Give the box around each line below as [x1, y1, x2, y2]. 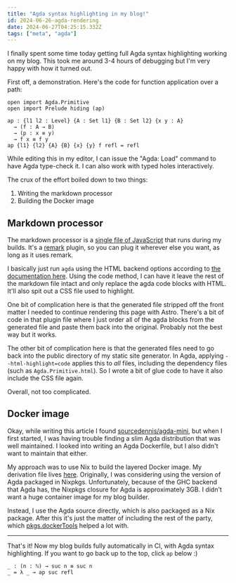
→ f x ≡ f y [13, 136, 49, 143]
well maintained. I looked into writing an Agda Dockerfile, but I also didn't [7, 441, 219, 450]
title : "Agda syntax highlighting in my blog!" [7, 10, 150, 18]
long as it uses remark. [7, 251, 74, 259]
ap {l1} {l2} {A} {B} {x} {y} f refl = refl [7, 142, 140, 149]
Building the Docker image [17, 196, 95, 205]
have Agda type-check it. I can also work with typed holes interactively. [7, 162, 214, 170]
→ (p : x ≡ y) [13, 130, 55, 137]
